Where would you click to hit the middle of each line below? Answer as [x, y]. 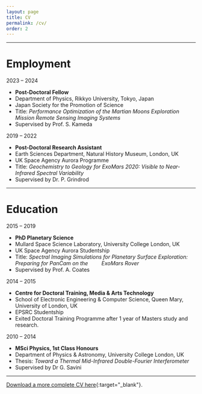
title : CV [19, 17]
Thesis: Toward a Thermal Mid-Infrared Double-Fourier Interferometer [102, 361]
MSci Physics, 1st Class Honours [57, 348]
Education [32, 210]
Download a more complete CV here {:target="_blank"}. [75, 385]
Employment [38, 64]
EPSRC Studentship [39, 312]
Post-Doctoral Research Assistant [58, 147]
